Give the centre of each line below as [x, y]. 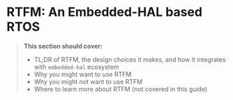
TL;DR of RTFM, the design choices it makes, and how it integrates [130, 59]
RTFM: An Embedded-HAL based [105, 12]
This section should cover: [63, 46]
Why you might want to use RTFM [83, 74]
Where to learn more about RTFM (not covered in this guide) [121, 89]
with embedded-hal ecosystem [76, 67]
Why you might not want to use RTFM [88, 81]
